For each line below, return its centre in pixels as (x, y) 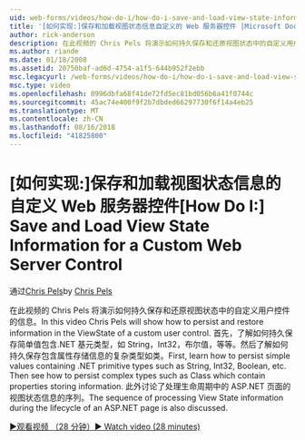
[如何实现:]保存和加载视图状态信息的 (145, 184)
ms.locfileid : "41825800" (58, 136)
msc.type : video (40, 85)
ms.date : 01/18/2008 (49, 60)
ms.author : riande (44, 52)
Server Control (66, 265)
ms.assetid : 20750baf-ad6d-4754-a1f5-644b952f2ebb (107, 69)
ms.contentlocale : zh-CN (56, 119)
